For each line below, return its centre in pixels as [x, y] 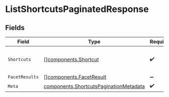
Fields [15, 28]
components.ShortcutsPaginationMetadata [94, 86]
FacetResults [23, 77]
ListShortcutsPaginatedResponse [77, 9]
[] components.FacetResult [75, 77]
